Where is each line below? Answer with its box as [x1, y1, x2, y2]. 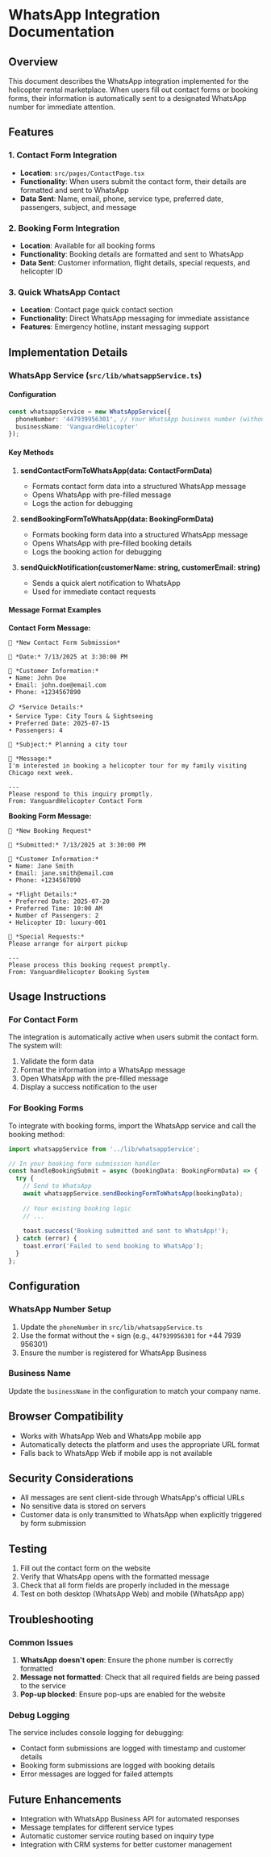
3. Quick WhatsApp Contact [8, 286, 121, 298]
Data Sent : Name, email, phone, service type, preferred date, [19, 194, 224, 203]
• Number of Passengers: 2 [8, 911, 99, 919]
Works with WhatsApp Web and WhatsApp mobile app [19, 1431, 202, 1441]
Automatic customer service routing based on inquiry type [19, 1831, 215, 1841]
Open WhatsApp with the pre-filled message [19, 1073, 169, 1083]
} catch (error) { [15, 1235, 78, 1243]
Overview [8, 55, 59, 69]
